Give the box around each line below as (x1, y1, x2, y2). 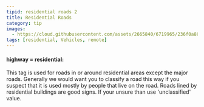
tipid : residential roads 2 (6, 8, 78, 15)
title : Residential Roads (6, 15, 72, 21)
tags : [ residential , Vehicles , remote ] (6, 37, 107, 43)
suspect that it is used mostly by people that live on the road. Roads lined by (6, 82, 197, 89)
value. (6, 95, 22, 102)
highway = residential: (6, 56, 64, 63)
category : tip (6, 20, 42, 26)
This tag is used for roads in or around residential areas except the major (6, 69, 188, 76)
